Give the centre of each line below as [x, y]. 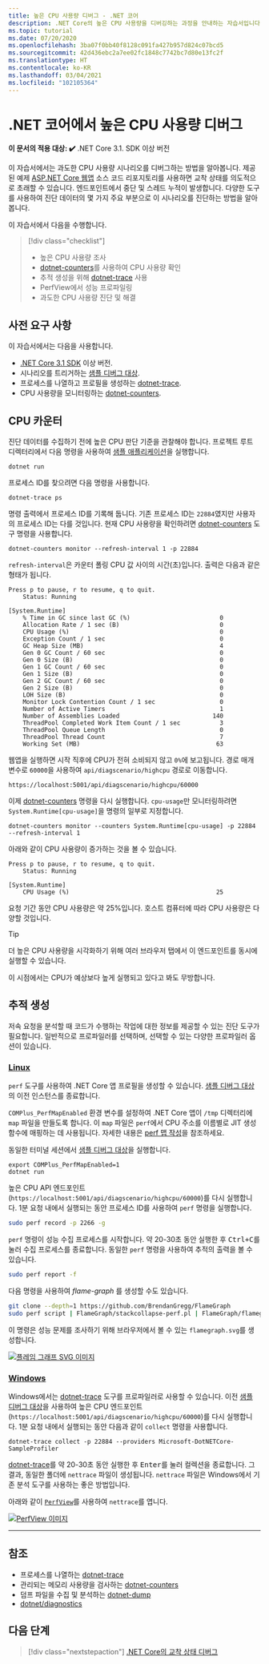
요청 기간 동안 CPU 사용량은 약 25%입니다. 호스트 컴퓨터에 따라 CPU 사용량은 [130, 908]
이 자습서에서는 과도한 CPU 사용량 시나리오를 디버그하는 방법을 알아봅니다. [125, 168]
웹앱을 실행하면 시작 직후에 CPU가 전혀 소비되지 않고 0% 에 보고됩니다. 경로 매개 [131, 760]
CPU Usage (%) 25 [123, 892]
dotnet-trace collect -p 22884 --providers [82, 1441]
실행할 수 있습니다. [37, 961]
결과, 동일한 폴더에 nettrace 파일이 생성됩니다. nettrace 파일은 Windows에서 [130, 1474]
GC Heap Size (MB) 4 [123, 646]
